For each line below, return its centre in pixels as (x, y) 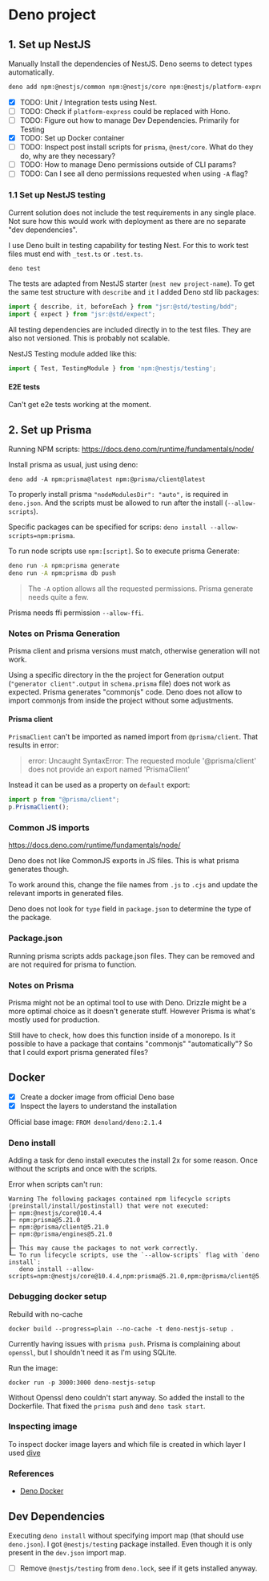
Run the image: (33, 1367)
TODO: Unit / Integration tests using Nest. (88, 102)
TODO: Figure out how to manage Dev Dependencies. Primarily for (130, 120)
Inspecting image (43, 1427)
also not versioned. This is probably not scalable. (89, 338)
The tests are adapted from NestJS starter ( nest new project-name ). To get (131, 283)
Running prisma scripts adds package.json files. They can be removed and (131, 956)
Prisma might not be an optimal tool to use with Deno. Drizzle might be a (127, 1003)
